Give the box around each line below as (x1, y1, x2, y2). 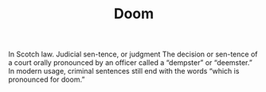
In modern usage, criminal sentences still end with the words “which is (8, 67, 240, 76)
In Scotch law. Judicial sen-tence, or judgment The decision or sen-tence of (8, 49, 258, 59)
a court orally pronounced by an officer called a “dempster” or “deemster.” (8, 58, 252, 67)
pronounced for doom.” (8, 75, 85, 84)
